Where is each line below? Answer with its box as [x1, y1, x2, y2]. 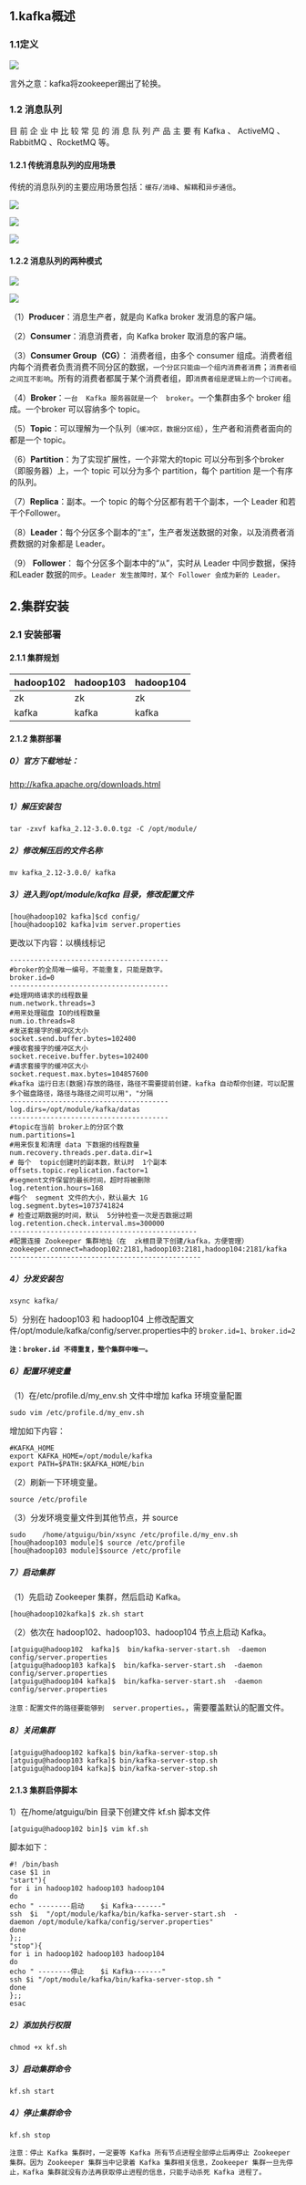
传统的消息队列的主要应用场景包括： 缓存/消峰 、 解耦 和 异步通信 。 [9, 182, 241, 192]
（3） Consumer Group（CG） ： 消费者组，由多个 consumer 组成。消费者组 [9, 350, 293, 361]
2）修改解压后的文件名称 [9, 845, 103, 856]
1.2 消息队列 [9, 103, 63, 116]
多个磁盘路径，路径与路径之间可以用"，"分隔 [9, 1089, 154, 1098]
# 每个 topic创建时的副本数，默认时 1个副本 [9, 1158, 168, 1168]
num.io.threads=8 [9, 1016, 76, 1026]
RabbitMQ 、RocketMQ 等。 [9, 136, 115, 148]
